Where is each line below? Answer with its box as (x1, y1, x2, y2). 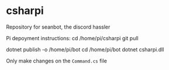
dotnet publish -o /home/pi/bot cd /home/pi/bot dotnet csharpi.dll (6, 45, 164, 53)
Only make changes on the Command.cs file (6, 57, 107, 64)
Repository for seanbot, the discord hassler (6, 23, 111, 30)
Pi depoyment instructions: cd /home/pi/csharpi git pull (6, 34, 139, 41)
